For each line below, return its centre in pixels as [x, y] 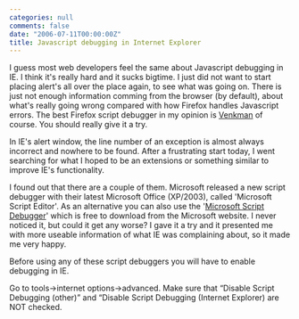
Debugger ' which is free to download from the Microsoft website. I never [143, 216]
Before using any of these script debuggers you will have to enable [133, 262]
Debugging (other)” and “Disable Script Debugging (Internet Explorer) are [144, 298]
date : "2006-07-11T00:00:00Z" [66, 34]
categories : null [42, 17]
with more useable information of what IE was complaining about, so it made [150, 235]
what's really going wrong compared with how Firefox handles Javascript [144, 106]
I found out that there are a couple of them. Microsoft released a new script [147, 187]
